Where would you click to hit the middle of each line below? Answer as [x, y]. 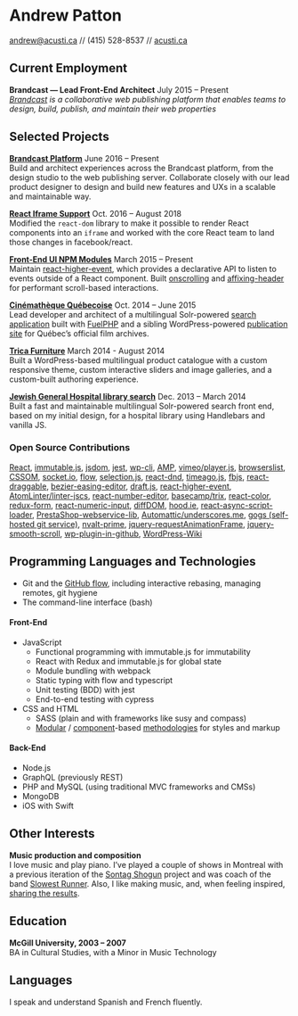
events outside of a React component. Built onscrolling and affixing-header [147, 278]
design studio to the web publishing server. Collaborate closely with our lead [149, 177]
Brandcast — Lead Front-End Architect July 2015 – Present [119, 89]
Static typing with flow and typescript [104, 680]
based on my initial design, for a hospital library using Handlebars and [137, 415]
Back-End [28, 748]
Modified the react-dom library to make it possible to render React [129, 223]
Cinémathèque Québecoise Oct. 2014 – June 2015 [103, 305]
